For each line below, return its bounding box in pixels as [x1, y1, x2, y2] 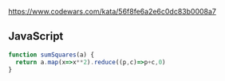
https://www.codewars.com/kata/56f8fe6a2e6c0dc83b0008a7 [8, 7, 217, 16]
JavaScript [8, 29, 64, 43]
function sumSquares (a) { [8, 51, 94, 59]
